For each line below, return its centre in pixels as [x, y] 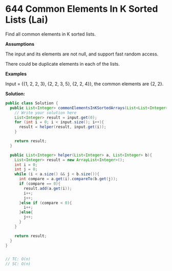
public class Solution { [32, 103]
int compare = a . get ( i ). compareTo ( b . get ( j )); [68, 179]
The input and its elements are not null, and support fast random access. [82, 54]
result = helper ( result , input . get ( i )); [62, 127]
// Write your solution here [46, 113]
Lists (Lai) [27, 20]
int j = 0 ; [26, 169]
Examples [16, 74]
